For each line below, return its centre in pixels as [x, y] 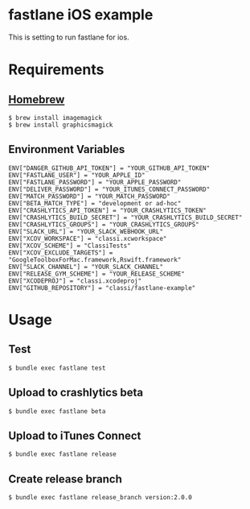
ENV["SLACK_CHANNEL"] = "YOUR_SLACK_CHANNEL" [86, 267]
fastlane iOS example [81, 15]
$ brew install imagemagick [55, 118]
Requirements [56, 70]
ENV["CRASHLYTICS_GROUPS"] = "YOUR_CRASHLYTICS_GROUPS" [104, 224]
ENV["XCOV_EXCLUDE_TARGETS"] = [61, 252]
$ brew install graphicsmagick [61, 125]
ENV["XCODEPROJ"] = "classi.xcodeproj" [75, 281]
